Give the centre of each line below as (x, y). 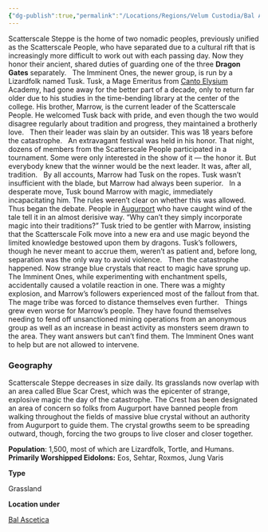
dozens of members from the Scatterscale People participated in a (118, 149)
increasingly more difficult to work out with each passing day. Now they (126, 55)
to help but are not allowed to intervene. (74, 344)
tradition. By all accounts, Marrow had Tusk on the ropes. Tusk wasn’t (125, 174)
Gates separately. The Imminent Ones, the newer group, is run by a (120, 72)
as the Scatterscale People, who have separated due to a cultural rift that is (132, 47)
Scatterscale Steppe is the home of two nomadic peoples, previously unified (134, 38)
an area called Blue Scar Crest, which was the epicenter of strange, (119, 391)
